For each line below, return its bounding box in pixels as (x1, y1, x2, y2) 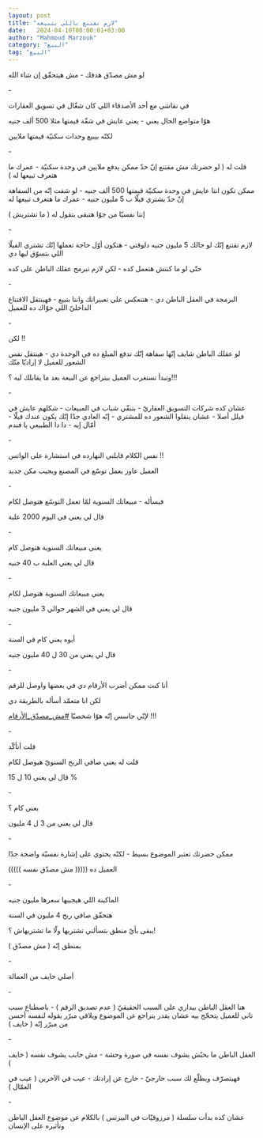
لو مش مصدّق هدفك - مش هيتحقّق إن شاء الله (8, 70, 145, 79)
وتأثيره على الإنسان (8, 1121, 65, 1130)
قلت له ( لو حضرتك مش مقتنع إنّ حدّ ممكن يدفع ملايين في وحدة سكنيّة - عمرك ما (8, 162, 247, 171)
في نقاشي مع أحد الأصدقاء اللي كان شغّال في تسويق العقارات (8, 100, 190, 110)
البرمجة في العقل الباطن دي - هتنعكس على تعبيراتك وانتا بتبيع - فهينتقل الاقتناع (8, 294, 239, 304)
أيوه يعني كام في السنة (8, 634, 75, 644)
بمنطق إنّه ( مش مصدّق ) (8, 941, 81, 950)
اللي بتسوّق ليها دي (8, 248, 64, 258)
